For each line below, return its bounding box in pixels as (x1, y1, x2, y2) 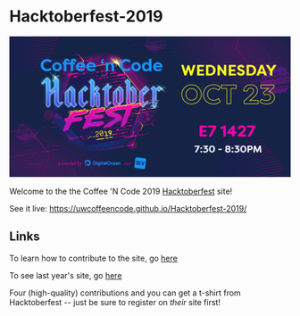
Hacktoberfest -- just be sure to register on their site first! (9, 296, 221, 307)
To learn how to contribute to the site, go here (9, 253, 179, 263)
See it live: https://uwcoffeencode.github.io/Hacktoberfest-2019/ (9, 203, 247, 213)
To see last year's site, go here (9, 270, 122, 280)
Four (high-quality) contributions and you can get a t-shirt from (9, 287, 241, 298)
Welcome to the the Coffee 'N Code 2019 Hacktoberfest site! (9, 186, 233, 196)
